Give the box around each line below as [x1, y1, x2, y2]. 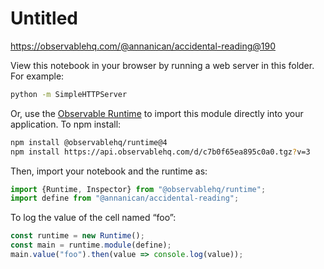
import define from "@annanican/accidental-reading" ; [10, 193, 240, 204]
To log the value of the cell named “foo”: [10, 212, 177, 224]
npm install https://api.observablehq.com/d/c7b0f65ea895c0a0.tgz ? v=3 [10, 147, 311, 157]
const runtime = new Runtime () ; [10, 231, 145, 241]
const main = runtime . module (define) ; [10, 240, 172, 251]
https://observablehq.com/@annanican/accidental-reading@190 [10, 40, 277, 52]
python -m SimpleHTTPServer [10, 89, 128, 99]
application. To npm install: [10, 118, 122, 130]
